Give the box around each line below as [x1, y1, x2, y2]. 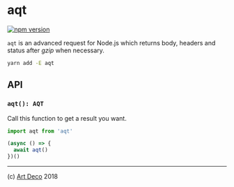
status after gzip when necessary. [7, 46, 104, 54]
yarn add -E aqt [7, 59, 54, 66]
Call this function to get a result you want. [7, 114, 127, 122]
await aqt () [13, 147, 49, 154]
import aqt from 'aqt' [7, 128, 73, 135]
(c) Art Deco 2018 [7, 172, 58, 180]
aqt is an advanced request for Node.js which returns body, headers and [7, 38, 216, 47]
